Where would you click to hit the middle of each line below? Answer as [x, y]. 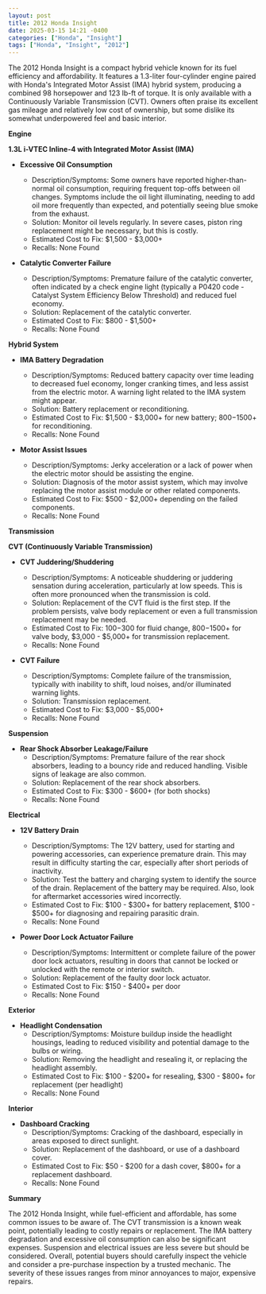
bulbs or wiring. [57, 1051]
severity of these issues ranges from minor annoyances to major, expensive [132, 1273]
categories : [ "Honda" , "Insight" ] [66, 38]
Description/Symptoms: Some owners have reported [118, 180]
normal [43, 188]
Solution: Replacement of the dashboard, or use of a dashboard [135, 1149]
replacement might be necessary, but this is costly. [115, 231]
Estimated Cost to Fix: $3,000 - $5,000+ [98, 710]
